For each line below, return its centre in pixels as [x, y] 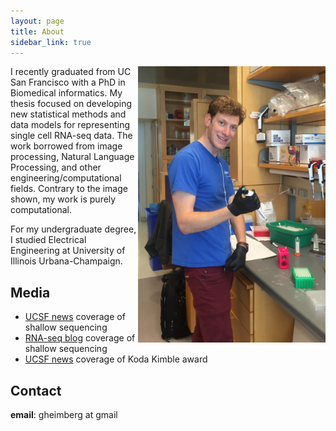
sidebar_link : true [51, 42]
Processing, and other [56, 167]
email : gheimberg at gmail [64, 414]
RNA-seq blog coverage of [80, 338]
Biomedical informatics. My [66, 93]
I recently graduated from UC [71, 72]
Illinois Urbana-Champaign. [66, 261]
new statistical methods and [68, 114]
